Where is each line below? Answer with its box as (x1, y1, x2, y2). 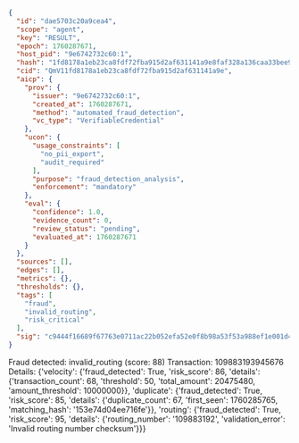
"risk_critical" (24, 315, 86, 325)
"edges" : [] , (16, 266, 65, 275)
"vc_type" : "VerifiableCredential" (31, 116, 165, 125)
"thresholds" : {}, (16, 282, 86, 291)
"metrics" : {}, (16, 274, 73, 283)
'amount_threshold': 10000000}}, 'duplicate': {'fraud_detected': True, (8, 385, 263, 396)
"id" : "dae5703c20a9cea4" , (16, 16, 117, 26)
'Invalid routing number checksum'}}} (8, 422, 146, 433)
